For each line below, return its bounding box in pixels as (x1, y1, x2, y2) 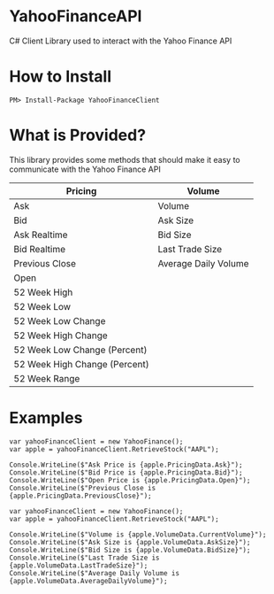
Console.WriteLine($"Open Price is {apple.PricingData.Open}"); (9, 475, 251, 484)
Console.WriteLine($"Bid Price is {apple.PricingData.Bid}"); (9, 467, 243, 477)
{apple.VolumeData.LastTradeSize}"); (9, 560, 148, 570)
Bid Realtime (13, 243, 66, 255)
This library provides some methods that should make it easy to (9, 154, 240, 165)
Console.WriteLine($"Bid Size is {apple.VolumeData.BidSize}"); (9, 545, 251, 554)
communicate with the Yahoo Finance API (9, 164, 161, 174)
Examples (9, 408, 83, 428)
